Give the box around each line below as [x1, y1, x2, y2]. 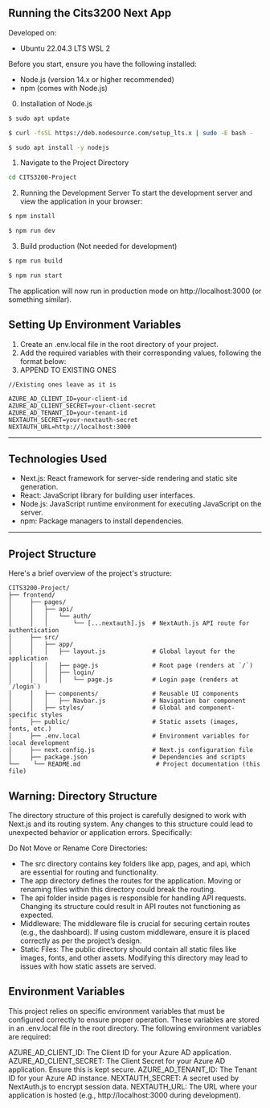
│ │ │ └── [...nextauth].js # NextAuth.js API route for [8, 619, 250, 627]
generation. [19, 482, 59, 492]
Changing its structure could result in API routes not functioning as [19, 902, 241, 912]
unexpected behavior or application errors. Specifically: [8, 828, 193, 837]
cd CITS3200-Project [8, 173, 78, 182]
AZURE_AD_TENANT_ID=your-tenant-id [8, 408, 128, 417]
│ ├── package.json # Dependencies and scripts [8, 753, 247, 762]
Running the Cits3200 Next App [8, 6, 172, 20]
